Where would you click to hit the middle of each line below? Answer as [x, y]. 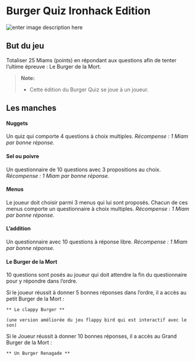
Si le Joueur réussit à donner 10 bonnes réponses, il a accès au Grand [92, 337]
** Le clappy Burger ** [36, 310]
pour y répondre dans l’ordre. [42, 281]
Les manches [31, 108]
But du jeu [25, 46]
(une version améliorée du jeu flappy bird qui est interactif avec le [96, 320]
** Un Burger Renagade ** [38, 354]
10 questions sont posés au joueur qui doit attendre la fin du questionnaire [97, 275]
